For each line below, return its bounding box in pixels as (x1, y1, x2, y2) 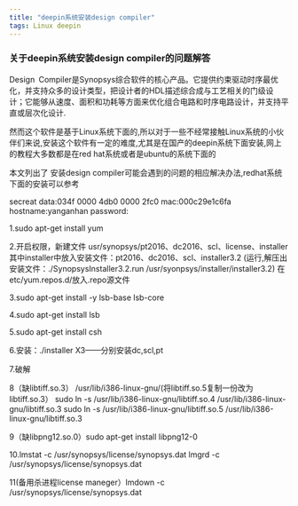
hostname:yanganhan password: (9, 205, 129, 216)
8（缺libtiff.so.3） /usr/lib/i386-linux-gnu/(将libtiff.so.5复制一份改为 (9, 383, 255, 393)
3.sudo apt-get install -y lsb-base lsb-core (9, 292, 165, 303)
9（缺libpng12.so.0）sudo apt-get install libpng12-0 (9, 431, 198, 442)
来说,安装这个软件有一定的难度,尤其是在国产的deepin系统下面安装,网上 (24, 137, 282, 147)
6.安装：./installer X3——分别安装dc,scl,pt (9, 344, 164, 355)
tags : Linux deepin (9, 21, 82, 30)
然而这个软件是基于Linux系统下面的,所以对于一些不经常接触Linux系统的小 (9, 126, 277, 137)
